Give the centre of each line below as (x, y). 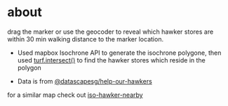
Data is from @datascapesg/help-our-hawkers (85, 81)
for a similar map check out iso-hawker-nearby (75, 95)
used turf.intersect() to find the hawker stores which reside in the (111, 60)
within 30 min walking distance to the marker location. (85, 39)
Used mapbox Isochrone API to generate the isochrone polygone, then (119, 53)
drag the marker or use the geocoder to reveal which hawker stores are (110, 32)
